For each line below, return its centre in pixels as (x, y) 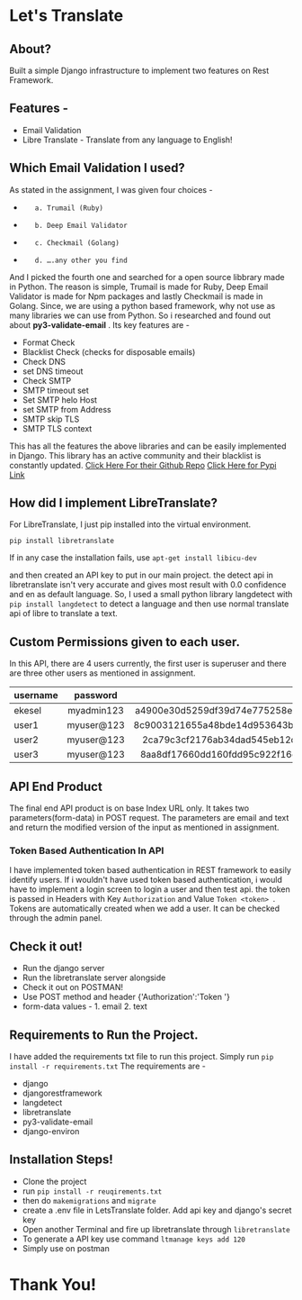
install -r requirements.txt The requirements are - (108, 1066)
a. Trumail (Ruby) (69, 208)
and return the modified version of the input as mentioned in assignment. (145, 827)
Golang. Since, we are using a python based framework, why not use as (142, 305)
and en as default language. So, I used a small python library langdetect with (151, 595)
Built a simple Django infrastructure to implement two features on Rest (139, 70)
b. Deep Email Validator (81, 225)
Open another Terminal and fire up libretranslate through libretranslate (156, 1229)
